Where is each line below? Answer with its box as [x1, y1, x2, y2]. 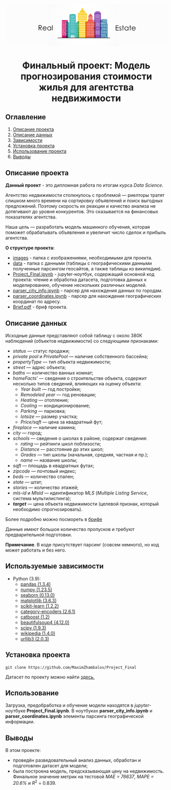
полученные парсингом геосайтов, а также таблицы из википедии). [12, 266, 162, 272]
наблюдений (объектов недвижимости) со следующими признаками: [5, 338, 159, 344]
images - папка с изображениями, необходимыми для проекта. [12, 255, 153, 261]
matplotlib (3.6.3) [20, 597, 57, 603]
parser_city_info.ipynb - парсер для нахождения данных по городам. [12, 287, 163, 294]
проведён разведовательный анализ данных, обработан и [12, 757, 141, 763]
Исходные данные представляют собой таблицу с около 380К [5, 333, 143, 339]
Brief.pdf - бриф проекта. [12, 304, 68, 310]
